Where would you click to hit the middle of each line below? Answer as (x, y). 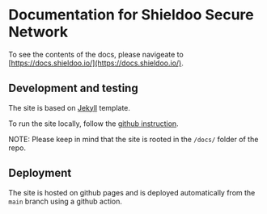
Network (38, 32)
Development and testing (74, 88)
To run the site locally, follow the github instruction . (94, 124)
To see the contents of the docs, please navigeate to (96, 54)
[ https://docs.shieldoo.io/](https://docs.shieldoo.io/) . (96, 63)
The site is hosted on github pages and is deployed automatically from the (132, 192)
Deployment (40, 173)
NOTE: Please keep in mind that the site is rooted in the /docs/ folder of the (133, 139)
